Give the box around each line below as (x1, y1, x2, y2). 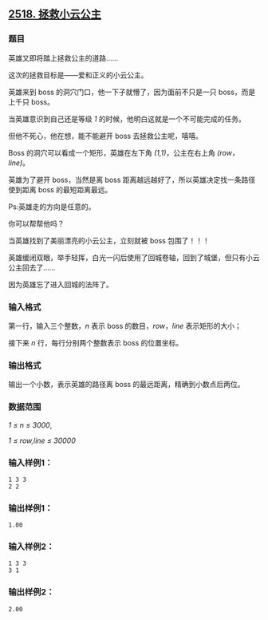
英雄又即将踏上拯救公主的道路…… (8, 53, 119, 62)
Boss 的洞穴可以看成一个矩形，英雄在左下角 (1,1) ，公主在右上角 (8, 148, 215, 157)
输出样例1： (8, 502, 53, 513)
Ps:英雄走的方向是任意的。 (8, 202, 96, 211)
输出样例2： (8, 586, 55, 598)
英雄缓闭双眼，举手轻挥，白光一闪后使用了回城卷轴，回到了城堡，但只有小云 (8, 252, 260, 262)
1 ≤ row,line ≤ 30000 (8, 436, 76, 445)
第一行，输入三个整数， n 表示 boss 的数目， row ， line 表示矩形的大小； (8, 321, 242, 330)
